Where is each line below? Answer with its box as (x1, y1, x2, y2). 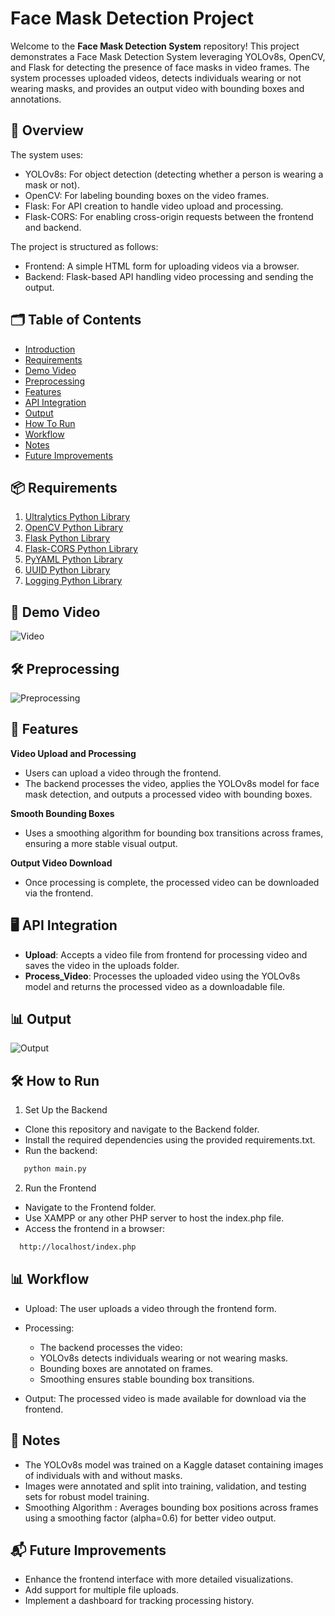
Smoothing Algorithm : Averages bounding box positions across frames (24, 1501, 319, 1513)
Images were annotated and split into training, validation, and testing (24, 1480, 307, 1492)
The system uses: (10, 148, 84, 161)
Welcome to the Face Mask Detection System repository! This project (10, 40, 300, 52)
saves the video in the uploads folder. (24, 959, 180, 971)
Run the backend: (24, 1145, 98, 1157)
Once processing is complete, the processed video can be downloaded (24, 876, 320, 888)
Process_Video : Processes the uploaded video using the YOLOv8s (24, 970, 301, 982)
